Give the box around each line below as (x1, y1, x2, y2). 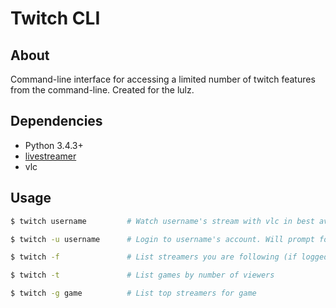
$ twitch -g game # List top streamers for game (10, 288, 257, 299)
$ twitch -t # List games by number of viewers (10, 270, 275, 281)
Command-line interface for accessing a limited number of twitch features (10, 73, 316, 85)
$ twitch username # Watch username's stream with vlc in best (10, 216, 315, 226)
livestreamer (24, 150, 77, 162)
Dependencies (10, 113, 103, 130)
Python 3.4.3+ (24, 139, 84, 151)
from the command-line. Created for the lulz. (10, 84, 195, 96)
